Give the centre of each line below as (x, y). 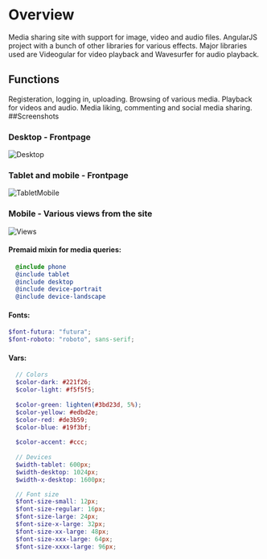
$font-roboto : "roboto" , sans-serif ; (72, 340)
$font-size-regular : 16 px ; (61, 509)
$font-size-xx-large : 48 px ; (63, 532)
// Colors (32, 375)
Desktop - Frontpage (49, 137)
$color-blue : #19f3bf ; (53, 427)
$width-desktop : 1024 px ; (57, 472)
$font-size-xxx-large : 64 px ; (64, 539)
